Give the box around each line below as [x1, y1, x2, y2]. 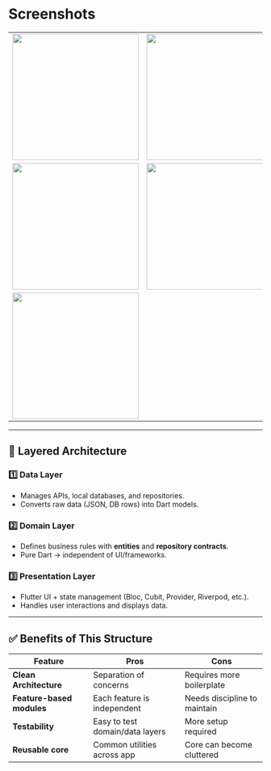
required [184, 726, 217, 737]
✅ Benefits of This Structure [8, 632, 153, 646]
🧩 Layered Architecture [8, 444, 127, 458]
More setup [184, 716, 228, 727]
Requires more [184, 669, 240, 680]
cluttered [184, 749, 219, 760]
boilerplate [184, 680, 226, 691]
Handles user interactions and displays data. [19, 600, 168, 611]
